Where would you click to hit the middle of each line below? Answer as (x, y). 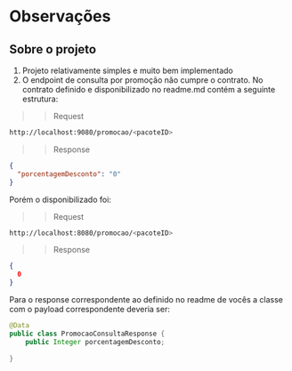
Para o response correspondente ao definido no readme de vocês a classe (146, 299)
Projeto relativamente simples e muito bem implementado (128, 70)
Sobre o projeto (53, 49)
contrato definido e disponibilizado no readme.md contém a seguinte (149, 89)
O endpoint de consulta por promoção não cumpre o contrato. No (142, 80)
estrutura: (40, 99)
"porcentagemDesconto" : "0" (69, 174)
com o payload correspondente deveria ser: (90, 309)
